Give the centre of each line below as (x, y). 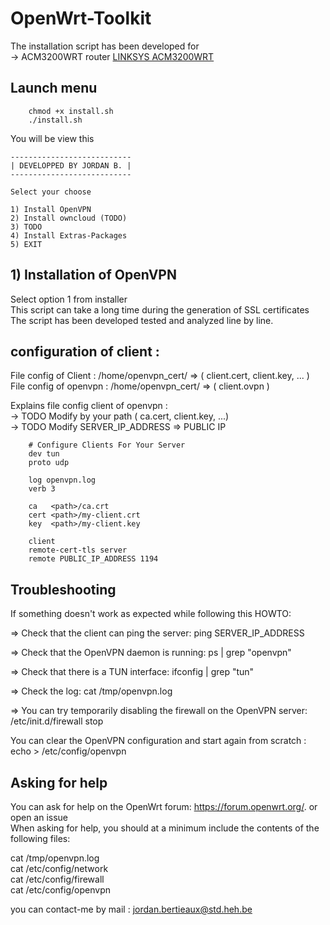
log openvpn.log (62, 480)
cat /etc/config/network (59, 868)
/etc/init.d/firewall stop (57, 721)
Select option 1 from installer (69, 299)
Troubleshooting (63, 589)
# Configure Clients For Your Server (107, 445)
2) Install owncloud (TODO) (69, 218)
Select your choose (51, 192)
